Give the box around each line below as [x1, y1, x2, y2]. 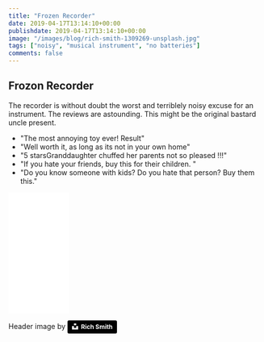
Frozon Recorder [8, 79, 94, 93]
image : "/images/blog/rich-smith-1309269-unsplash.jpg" [8, 34, 200, 43]
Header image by [8, 321, 66, 331]
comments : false [8, 49, 63, 57]
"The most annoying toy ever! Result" [19, 133, 145, 143]
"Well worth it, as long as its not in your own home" [19, 142, 191, 152]
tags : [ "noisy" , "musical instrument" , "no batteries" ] [8, 42, 200, 50]
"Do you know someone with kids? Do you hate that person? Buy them [19, 167, 255, 177]
